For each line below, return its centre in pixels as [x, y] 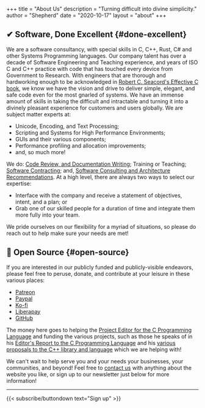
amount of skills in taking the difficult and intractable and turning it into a [97, 101]
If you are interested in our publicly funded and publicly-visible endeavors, [100, 267]
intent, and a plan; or [41, 202]
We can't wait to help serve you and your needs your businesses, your [95, 361]
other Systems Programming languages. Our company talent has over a [96, 56]
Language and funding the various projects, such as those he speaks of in [99, 336]
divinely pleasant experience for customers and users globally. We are [95, 108]
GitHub [24, 318]
